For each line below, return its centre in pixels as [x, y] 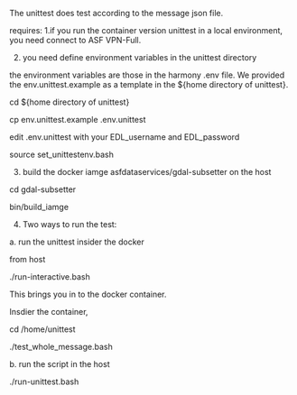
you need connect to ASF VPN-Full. [75, 40]
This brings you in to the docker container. [88, 294]
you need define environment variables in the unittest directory [139, 57]
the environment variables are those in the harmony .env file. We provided [147, 75]
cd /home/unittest [42, 329]
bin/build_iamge [39, 207]
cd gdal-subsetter [43, 189]
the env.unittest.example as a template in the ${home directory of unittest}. [149, 84]
